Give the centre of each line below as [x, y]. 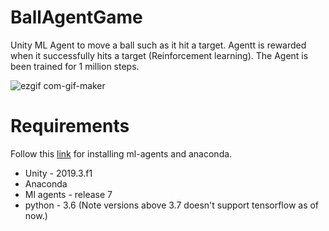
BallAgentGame [76, 17]
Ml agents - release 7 [68, 194]
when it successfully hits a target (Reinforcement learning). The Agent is [159, 55]
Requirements [70, 126]
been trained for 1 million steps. [75, 66]
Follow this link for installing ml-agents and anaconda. [121, 153]
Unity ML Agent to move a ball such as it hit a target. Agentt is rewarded [158, 45]
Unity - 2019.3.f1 [58, 173]
